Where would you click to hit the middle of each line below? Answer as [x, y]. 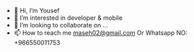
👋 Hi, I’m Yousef [37, 11]
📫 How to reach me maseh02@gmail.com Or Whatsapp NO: [100, 33]
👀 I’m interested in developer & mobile [68, 18]
